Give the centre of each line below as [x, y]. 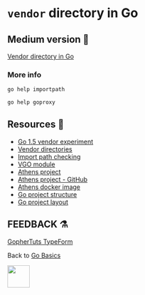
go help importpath [36, 90]
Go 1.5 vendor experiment [55, 141]
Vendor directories [45, 149]
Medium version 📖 [48, 39]
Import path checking [49, 156]
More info [24, 75]
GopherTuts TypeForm [40, 241]
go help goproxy [31, 102]
